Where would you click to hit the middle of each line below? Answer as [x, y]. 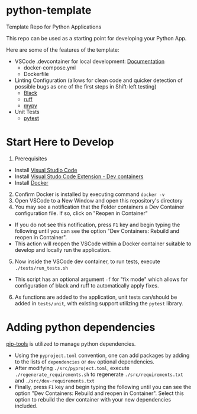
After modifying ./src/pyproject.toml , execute [72, 368]
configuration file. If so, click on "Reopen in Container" [81, 213]
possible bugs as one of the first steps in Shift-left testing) [85, 86]
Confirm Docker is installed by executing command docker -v [90, 194]
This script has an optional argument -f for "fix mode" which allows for [101, 279]
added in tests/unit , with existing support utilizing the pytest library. [99, 303]
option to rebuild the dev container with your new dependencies [93, 399]
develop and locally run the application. [63, 249]
